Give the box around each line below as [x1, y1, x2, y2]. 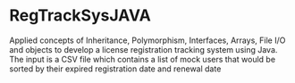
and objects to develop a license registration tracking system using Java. [9, 44, 278, 54]
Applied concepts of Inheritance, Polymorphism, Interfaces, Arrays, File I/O [9, 35, 286, 46]
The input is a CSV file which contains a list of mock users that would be [9, 54, 275, 64]
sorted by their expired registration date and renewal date [9, 63, 222, 74]
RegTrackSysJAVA [9, 5, 152, 26]
